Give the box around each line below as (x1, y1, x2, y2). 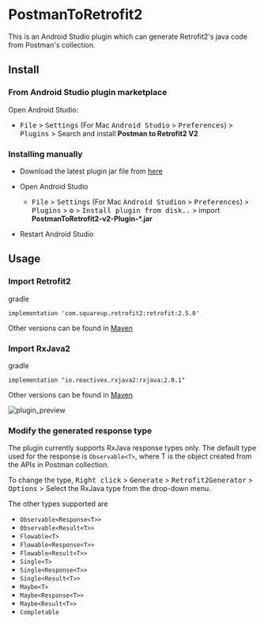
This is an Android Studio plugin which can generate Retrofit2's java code (8, 32, 247, 41)
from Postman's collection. (8, 40, 96, 49)
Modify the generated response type (8, 425, 153, 436)
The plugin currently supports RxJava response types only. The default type (8, 443, 257, 453)
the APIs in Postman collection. (8, 460, 109, 470)
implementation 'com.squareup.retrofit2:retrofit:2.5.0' (8, 309, 200, 318)
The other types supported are (8, 499, 108, 508)
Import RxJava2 (8, 343, 71, 354)
